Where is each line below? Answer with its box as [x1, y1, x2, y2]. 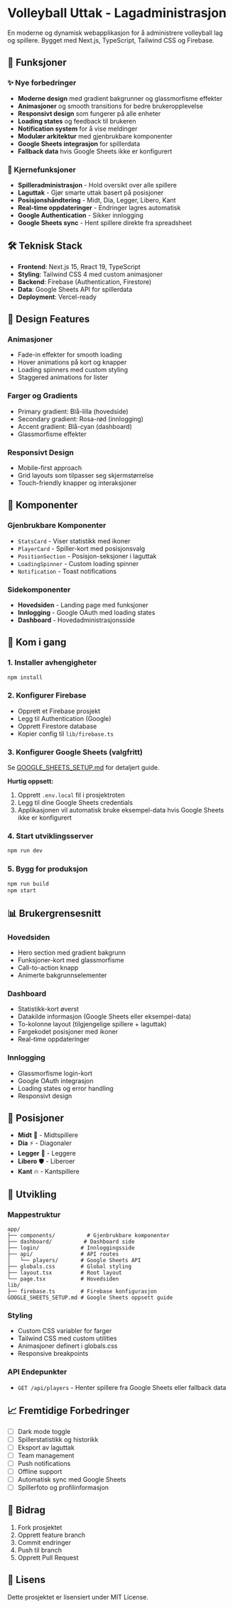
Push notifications [17, 1459, 71, 1467]
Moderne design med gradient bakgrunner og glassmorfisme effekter [17, 94, 222, 102]
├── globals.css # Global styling [7, 1263, 132, 1271]
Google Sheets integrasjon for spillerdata [17, 139, 141, 148]
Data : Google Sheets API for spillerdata [17, 285, 133, 293]
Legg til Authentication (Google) [17, 714, 112, 722]
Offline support [17, 1467, 63, 1475]
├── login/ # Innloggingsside [7, 1244, 135, 1251]
